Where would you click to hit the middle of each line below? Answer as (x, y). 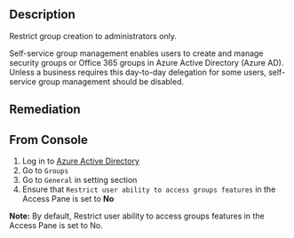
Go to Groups (45, 171)
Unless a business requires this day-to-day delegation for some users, (138, 72)
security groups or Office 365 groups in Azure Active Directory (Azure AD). (147, 62)
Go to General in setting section (79, 180)
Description (42, 15)
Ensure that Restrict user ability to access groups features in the (149, 189)
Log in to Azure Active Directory (81, 161)
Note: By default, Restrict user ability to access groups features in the (137, 216)
